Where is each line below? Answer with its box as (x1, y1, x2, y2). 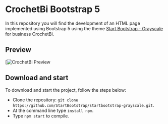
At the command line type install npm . (12, 107, 94, 113)
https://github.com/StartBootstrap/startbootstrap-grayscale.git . (12, 102, 154, 108)
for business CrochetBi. (5, 31, 54, 37)
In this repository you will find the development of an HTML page (5, 20, 140, 26)
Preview (5, 45, 32, 54)
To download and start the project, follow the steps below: (5, 87, 126, 93)
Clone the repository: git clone (12, 97, 78, 103)
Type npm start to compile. (12, 112, 69, 119)
